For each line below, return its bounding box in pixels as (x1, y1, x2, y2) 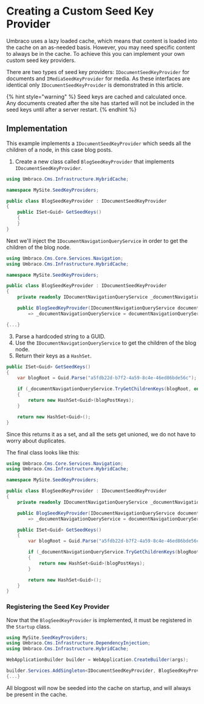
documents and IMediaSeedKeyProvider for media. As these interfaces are (6, 75, 190, 82)
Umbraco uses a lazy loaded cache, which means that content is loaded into (6, 37, 197, 44)
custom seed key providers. (6, 56, 76, 64)
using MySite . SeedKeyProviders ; (6, 634, 88, 641)
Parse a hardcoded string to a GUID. (15, 333, 106, 340)
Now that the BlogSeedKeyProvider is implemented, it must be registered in (6, 616, 192, 623)
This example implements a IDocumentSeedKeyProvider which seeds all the (6, 140, 191, 147)
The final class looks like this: (6, 448, 80, 456)
